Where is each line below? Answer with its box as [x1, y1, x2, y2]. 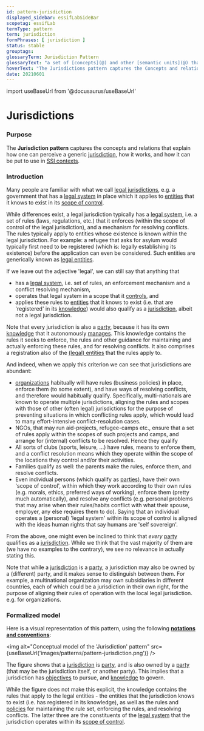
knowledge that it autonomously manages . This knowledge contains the [6, 330, 186, 337]
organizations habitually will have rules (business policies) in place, [15, 379, 183, 386]
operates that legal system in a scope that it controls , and [15, 292, 159, 300]
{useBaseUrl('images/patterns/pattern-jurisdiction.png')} [6, 650, 149, 657]
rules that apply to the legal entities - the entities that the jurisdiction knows [6, 692, 195, 699]
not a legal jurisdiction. [15, 312, 72, 319]
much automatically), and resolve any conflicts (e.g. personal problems [15, 495, 193, 502]
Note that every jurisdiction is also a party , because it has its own [6, 323, 169, 331]
